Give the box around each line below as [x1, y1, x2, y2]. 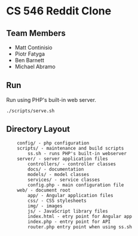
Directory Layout [6, 124, 70, 134]
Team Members [6, 28, 66, 38]
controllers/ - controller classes [27, 161, 116, 167]
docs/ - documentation [27, 166, 84, 172]
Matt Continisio [14, 44, 53, 51]
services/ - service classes [27, 177, 100, 183]
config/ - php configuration [17, 140, 90, 146]
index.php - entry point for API [27, 219, 111, 225]
